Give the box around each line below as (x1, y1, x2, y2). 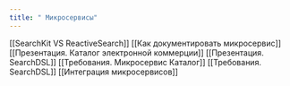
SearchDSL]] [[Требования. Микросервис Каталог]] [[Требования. (9, 56, 262, 67)
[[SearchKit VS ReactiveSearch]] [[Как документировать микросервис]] (9, 38, 282, 48)
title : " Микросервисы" (9, 13, 98, 22)
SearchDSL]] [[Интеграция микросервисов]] (9, 66, 179, 77)
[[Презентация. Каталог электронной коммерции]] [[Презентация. (9, 47, 264, 58)
